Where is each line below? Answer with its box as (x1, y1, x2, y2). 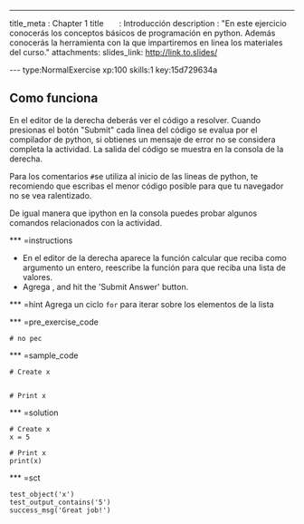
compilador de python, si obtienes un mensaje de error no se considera (9, 133, 276, 145)
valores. (22, 271, 52, 282)
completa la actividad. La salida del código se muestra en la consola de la (9, 143, 284, 154)
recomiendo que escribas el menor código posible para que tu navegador (9, 180, 284, 191)
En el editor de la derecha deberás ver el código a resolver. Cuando (9, 114, 261, 125)
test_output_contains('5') (9, 498, 111, 507)
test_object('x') (9, 490, 75, 499)
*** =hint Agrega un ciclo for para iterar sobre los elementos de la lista (9, 298, 274, 309)
